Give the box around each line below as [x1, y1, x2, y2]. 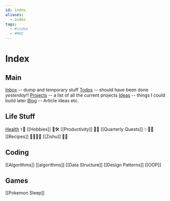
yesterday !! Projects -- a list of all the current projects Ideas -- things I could [5, 92, 165, 98]
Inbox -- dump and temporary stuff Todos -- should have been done [5, 87, 149, 93]
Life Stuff [5, 112, 36, 121]
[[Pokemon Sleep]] [5, 190, 45, 196]
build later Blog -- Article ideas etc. [5, 98, 79, 103]
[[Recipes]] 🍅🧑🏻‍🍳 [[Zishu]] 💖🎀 [5, 133, 68, 139]
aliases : [5, 12, 24, 17]
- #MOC [10, 31, 24, 36]
